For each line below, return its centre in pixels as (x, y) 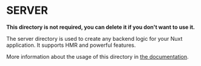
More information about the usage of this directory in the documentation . (98, 56)
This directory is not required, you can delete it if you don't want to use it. (101, 27)
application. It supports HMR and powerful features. (71, 45)
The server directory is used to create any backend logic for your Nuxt (94, 38)
